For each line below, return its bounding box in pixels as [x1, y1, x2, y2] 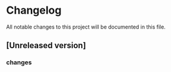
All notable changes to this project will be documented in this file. [6, 23, 166, 30]
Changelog [6, 4, 62, 17]
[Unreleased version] [6, 40, 86, 51]
